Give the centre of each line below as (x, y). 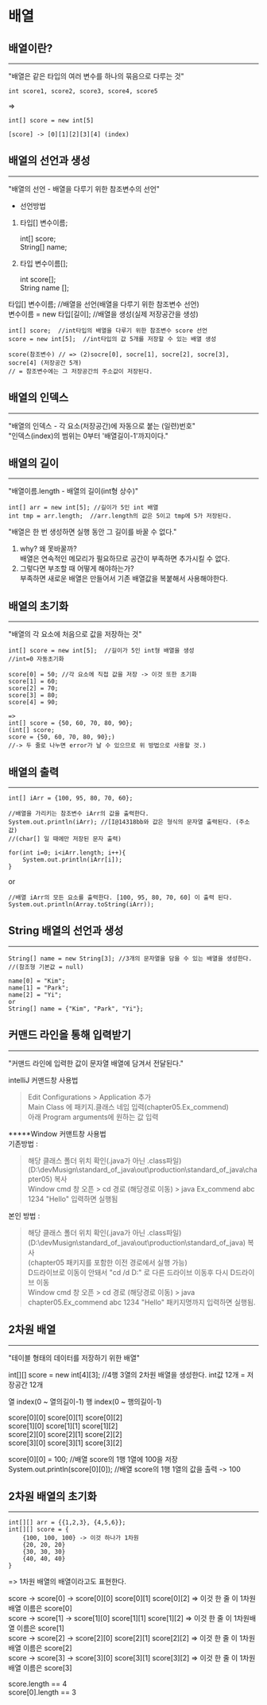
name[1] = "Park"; (39, 988)
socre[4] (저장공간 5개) (45, 362)
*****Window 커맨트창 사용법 (57, 1133)
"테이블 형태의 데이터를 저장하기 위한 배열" (74, 1358)
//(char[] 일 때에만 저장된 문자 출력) (65, 839)
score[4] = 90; (33, 703)
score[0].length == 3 (43, 1692)
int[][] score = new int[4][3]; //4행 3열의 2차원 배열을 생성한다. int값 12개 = (127, 1374)
